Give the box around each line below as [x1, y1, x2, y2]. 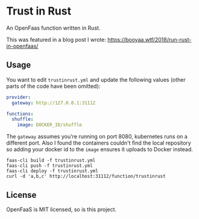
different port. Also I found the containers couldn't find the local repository [6, 139, 191, 146]
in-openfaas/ [6, 42, 39, 50]
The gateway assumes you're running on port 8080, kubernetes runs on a [6, 133, 188, 140]
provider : [6, 94, 31, 100]
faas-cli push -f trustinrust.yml [6, 163, 93, 169]
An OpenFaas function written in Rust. [6, 24, 101, 31]
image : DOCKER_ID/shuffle [17, 122, 83, 128]
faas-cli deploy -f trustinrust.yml [6, 168, 98, 174]
